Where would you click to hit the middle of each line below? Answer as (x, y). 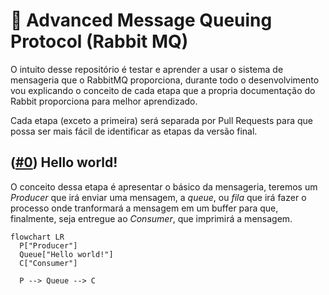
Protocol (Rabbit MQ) (99, 41)
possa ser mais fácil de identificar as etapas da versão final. (134, 131)
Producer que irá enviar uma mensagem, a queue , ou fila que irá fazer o (158, 197)
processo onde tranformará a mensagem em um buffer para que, (144, 208)
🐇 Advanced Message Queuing (141, 20)
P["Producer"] (48, 245)
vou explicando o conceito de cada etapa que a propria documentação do (163, 90)
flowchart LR (37, 237)
